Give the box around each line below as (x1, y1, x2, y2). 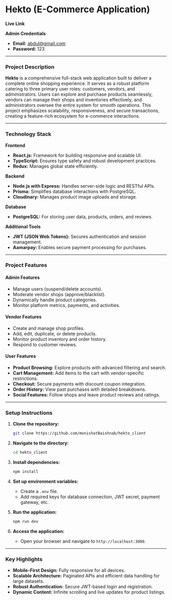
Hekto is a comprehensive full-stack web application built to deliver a (5, 75, 152, 81)
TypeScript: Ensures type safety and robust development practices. (12, 158, 157, 164)
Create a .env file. (20, 488, 58, 494)
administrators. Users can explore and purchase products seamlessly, (5, 91, 153, 98)
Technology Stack (5, 130, 52, 138)
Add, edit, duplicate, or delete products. (12, 330, 97, 337)
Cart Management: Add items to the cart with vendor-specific (12, 370, 144, 376)
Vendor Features (5, 314, 42, 320)
